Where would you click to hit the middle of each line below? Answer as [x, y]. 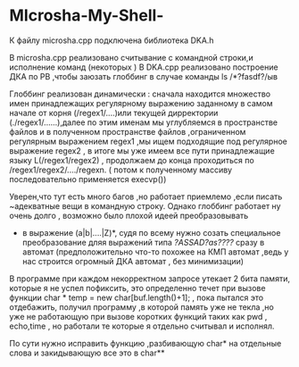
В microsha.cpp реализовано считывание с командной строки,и [131, 57]
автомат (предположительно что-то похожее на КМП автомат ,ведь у [155, 252]
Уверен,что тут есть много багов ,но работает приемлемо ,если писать [146, 196]
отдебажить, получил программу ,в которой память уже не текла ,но [141, 307]
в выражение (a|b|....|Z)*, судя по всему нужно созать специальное [151, 232]
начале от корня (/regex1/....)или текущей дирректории [114, 113]
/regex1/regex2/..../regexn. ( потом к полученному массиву [121, 170]
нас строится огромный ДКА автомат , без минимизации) [133, 261]
